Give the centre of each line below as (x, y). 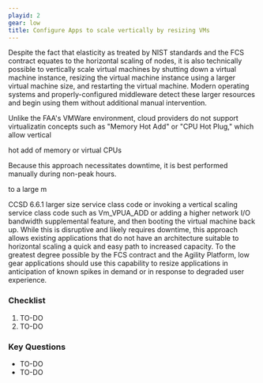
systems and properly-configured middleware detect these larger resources (131, 95)
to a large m (28, 190)
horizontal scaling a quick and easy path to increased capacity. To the (122, 246)
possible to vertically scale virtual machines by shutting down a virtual (122, 69)
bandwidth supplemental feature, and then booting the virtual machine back (131, 221)
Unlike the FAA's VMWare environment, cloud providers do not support (123, 118)
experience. (28, 280)
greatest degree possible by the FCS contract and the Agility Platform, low (129, 255)
